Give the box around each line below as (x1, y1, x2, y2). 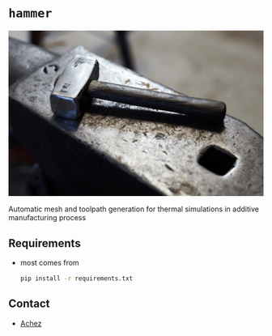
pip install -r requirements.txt (19, 274, 134, 283)
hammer (8, 6, 53, 21)
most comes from (19, 258, 79, 268)
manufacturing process (8, 213, 87, 223)
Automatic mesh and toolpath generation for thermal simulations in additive (8, 204, 259, 214)
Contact (8, 297, 50, 311)
